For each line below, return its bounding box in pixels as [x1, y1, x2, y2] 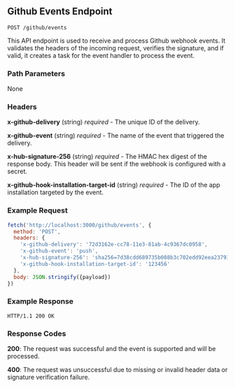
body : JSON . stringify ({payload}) [13, 273, 111, 280]
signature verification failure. [7, 373, 90, 382]
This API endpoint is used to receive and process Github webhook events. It [7, 36, 226, 45]
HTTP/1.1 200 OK [7, 312, 55, 319]
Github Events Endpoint [7, 6, 113, 17]
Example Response [7, 296, 74, 306]
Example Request [7, 206, 68, 215]
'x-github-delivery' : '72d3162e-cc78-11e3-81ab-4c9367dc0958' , [20, 241, 208, 248]
